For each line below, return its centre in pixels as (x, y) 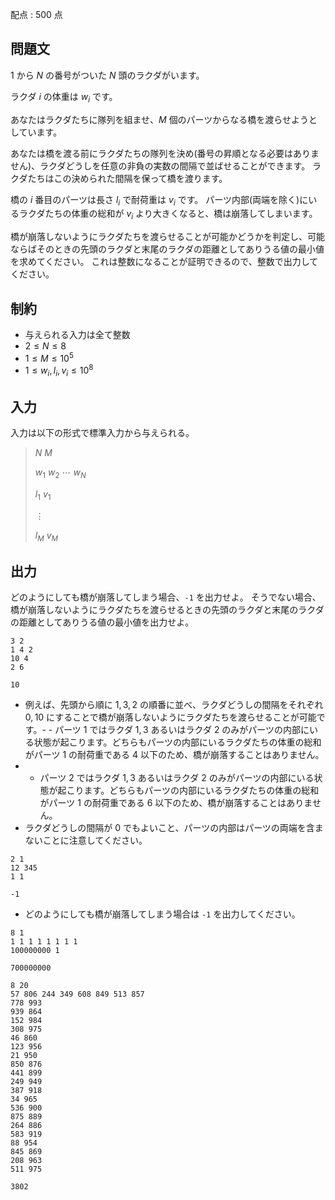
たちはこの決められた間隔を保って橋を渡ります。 (127, 178)
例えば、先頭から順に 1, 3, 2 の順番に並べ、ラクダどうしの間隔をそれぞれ (174, 705)
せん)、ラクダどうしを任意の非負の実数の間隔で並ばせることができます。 (160, 165)
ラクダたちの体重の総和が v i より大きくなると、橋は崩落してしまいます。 (168, 215)
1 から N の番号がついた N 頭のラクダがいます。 (107, 75)
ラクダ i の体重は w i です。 (64, 97)
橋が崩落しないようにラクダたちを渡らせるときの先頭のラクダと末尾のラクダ (167, 610)
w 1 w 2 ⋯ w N (60, 473)
